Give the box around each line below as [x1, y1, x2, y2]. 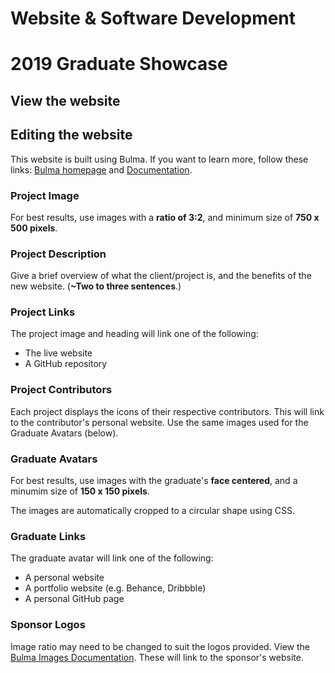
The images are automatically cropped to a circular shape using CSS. [10, 505, 295, 517]
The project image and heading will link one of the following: [10, 328, 259, 340]
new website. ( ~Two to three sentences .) [10, 280, 182, 292]
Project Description [10, 247, 107, 261]
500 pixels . [10, 222, 58, 234]
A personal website [24, 572, 105, 584]
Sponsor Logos [10, 618, 86, 632]
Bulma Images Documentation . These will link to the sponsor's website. [10, 651, 304, 663]
